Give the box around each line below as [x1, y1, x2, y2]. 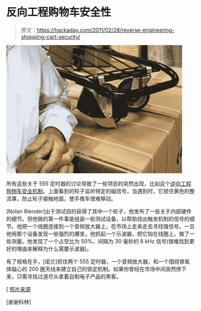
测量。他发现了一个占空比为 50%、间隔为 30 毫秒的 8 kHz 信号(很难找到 [11, 237, 190, 244]
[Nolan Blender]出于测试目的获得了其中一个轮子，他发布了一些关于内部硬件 [6, 207, 192, 215]
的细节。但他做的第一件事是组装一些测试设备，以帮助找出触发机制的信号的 [6, 215, 190, 222]
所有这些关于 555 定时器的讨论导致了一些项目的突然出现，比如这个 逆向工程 [6, 180, 191, 187]
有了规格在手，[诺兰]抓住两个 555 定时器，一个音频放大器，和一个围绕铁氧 [6, 258, 190, 265]
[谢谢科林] [6, 298, 32, 306]
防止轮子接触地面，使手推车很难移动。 [22, 195, 117, 202]
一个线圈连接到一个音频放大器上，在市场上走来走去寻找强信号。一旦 [26, 222, 195, 230]
